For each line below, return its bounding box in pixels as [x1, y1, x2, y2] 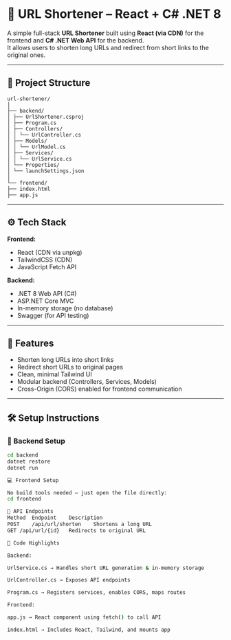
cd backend [7, 452, 38, 459]
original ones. [7, 51, 46, 59]
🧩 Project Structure [7, 77, 91, 89]
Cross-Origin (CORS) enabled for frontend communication [16, 385, 182, 393]
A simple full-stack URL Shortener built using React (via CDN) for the [7, 29, 204, 37]
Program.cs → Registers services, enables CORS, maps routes [7, 589, 186, 596]
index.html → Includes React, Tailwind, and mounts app [7, 626, 170, 633]
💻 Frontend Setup [7, 477, 59, 483]
